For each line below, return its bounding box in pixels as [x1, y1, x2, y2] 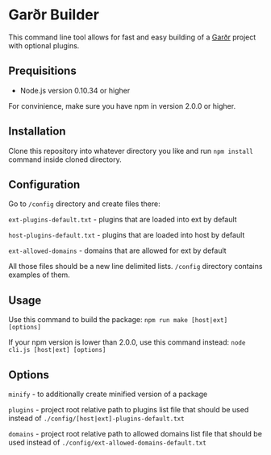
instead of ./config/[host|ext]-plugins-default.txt [8, 413, 185, 423]
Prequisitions [8, 64, 77, 78]
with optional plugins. [8, 40, 80, 50]
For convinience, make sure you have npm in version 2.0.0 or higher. [8, 101, 236, 110]
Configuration [8, 177, 81, 191]
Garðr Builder [8, 6, 99, 24]
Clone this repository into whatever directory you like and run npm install [8, 146, 254, 155]
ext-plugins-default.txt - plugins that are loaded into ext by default [8, 215, 237, 225]
